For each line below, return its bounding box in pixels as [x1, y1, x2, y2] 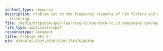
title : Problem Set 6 [5, 34, 49, 39]
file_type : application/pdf [5, 25, 62, 30]
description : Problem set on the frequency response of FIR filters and [5, 12, 155, 17]
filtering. [9, 16, 32, 21]
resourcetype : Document [5, 30, 53, 34]
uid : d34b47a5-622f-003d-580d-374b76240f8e [5, 39, 95, 44]
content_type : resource [5, 7, 53, 12]
